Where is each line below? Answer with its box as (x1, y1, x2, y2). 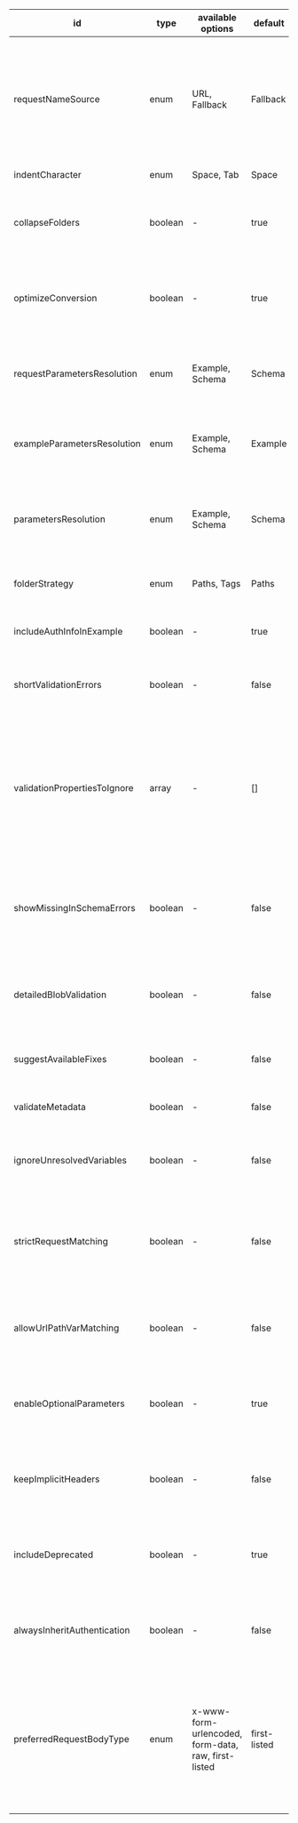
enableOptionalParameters (13, 1397, 126, 1410)
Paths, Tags (192, 578, 241, 589)
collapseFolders (13, 217, 80, 228)
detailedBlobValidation (13, 988, 107, 1001)
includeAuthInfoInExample (13, 626, 123, 637)
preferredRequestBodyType (13, 1733, 130, 1745)
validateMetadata (13, 1101, 86, 1113)
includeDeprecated (13, 1548, 94, 1561)
